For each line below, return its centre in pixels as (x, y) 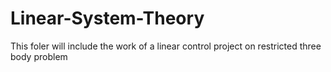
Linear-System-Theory (107, 18)
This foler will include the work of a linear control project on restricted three (166, 46)
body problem (39, 56)
